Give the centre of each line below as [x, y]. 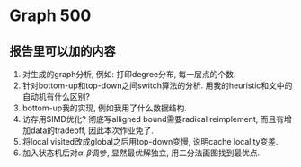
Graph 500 [50, 16]
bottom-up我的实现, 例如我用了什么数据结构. [104, 108]
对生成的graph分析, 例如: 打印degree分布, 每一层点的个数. [129, 74]
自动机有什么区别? [56, 97]
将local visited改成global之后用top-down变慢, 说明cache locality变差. [150, 141]
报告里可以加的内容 [62, 51]
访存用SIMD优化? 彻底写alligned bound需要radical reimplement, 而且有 [153, 119]
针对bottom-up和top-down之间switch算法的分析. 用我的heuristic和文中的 [157, 85]
